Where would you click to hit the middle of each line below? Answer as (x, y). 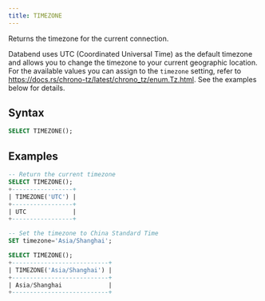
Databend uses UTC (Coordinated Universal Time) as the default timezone (131, 53)
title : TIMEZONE (35, 16)
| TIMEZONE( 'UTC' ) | (43, 196)
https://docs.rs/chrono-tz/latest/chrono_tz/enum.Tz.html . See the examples (132, 79)
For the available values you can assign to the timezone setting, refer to (125, 71)
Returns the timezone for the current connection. (89, 38)
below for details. (37, 88)
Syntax (26, 113)
